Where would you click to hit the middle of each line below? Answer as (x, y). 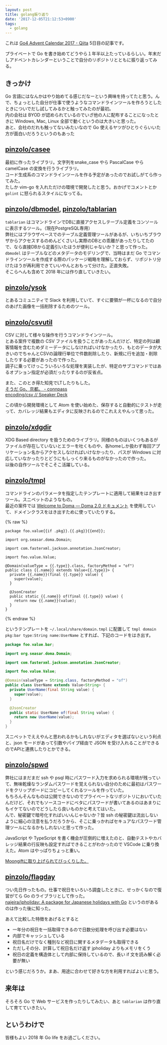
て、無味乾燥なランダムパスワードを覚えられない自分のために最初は (75, 784)
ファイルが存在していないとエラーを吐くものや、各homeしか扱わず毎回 (78, 446)
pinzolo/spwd (27, 765)
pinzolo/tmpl (25, 481)
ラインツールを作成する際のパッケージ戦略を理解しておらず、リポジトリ (83, 259)
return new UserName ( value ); (44, 717)
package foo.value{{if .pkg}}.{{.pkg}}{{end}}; (55, 531)
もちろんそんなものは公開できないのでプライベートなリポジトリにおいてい (81, 796)
